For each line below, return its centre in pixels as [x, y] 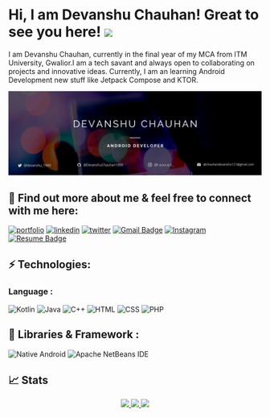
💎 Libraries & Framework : [74, 334]
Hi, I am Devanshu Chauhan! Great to [134, 15]
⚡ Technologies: [49, 264]
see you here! [55, 32]
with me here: [43, 211]
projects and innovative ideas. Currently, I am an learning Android [117, 71]
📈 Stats [29, 380]
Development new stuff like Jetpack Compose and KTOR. [103, 80]
